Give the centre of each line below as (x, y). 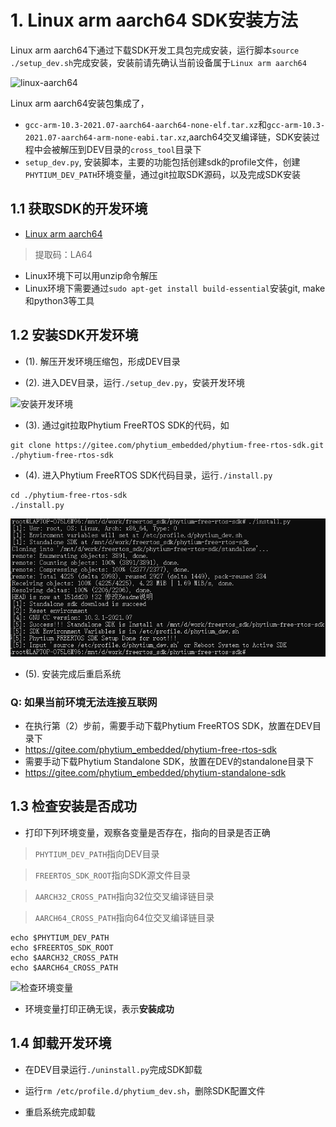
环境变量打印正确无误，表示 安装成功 (99, 1008)
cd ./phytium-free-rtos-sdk (69, 495)
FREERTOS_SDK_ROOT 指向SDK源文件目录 (112, 875)
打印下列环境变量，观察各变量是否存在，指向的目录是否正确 (147, 832)
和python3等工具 (59, 300)
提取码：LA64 (63, 254)
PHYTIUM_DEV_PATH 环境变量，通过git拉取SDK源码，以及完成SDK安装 (162, 174)
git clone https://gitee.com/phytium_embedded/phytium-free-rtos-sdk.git (167, 445)
